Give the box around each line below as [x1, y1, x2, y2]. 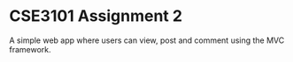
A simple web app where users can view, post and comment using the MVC [9, 35, 285, 45]
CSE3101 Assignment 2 [9, 6, 183, 26]
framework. [9, 44, 51, 54]
